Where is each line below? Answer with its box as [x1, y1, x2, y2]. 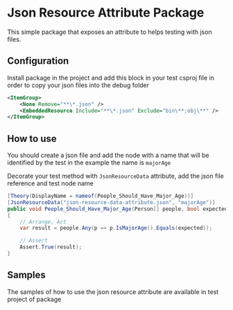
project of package [7, 295, 62, 303]
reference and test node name [7, 179, 94, 188]
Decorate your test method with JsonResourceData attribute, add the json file [7, 172, 224, 181]
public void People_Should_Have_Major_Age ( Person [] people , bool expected [7, 206, 228, 212]
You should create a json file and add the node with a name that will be [7, 151, 209, 160]
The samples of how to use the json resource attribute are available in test [7, 287, 219, 295]
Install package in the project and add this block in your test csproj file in [7, 73, 215, 82]
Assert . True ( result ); [19, 244, 82, 250]
